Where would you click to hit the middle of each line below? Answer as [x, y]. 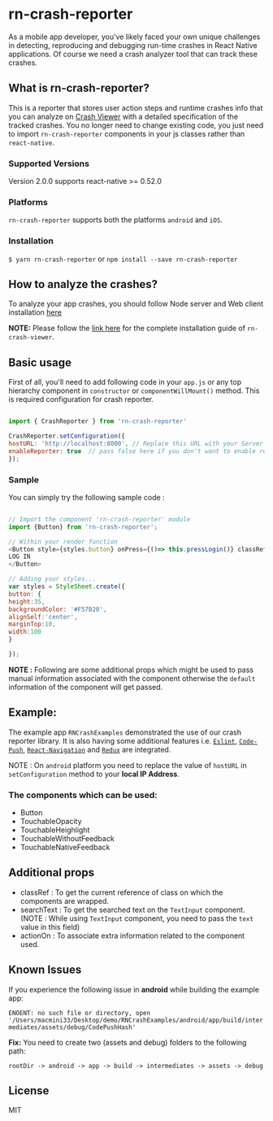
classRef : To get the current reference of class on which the [121, 892]
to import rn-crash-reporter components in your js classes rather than [127, 133]
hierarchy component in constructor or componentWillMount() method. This [134, 390]
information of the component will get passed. [86, 687]
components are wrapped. [65, 901]
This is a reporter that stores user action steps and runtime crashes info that [136, 107]
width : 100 [25, 632]
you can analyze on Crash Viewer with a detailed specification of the [123, 116]
